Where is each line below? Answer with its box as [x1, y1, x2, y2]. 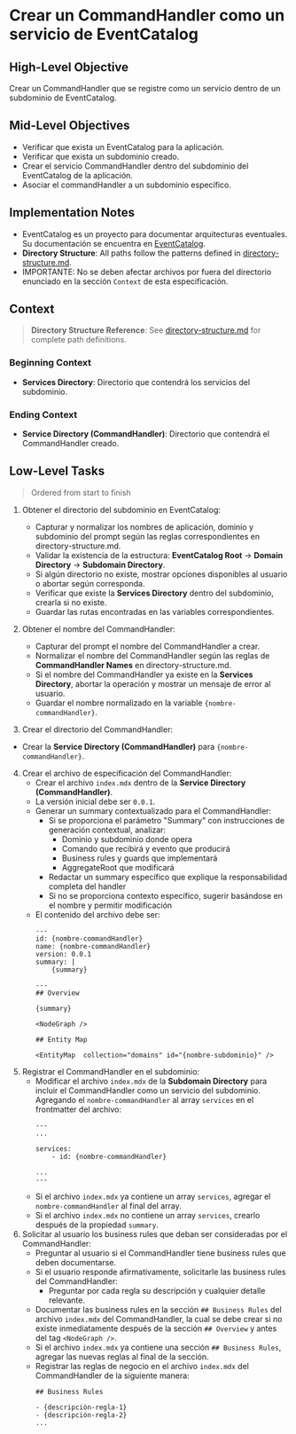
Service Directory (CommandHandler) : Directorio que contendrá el [21, 429, 270, 439]
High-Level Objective [9, 59, 129, 75]
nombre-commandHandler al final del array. [35, 1200, 182, 1211]
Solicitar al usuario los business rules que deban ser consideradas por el [21, 1228, 288, 1239]
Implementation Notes [9, 205, 136, 220]
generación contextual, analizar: [48, 824, 167, 835]
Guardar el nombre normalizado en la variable [35, 697, 203, 708]
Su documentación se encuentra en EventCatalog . [21, 238, 206, 248]
